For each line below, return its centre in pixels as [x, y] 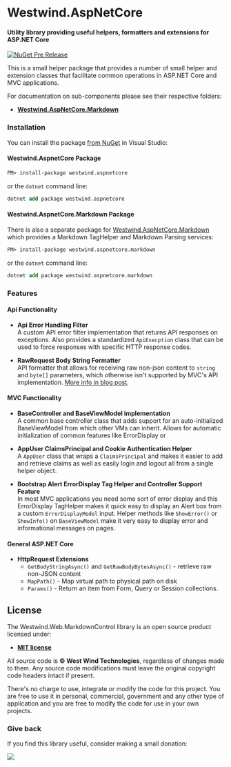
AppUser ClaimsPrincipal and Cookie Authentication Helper [104, 448]
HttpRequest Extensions [53, 559]
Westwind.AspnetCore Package [54, 158]
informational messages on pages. [66, 528]
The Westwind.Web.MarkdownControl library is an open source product [109, 626]
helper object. [37, 470]
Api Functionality [32, 310]
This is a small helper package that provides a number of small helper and [112, 68]
